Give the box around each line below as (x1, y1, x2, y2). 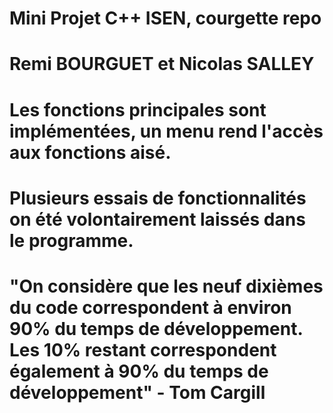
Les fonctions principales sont (9, 98, 267, 121)
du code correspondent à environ (9, 296, 292, 319)
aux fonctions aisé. (9, 141, 172, 164)
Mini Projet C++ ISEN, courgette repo (9, 7, 322, 30)
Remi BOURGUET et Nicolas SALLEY (9, 53, 315, 76)
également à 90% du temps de (9, 360, 269, 382)
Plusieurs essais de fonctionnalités (9, 187, 307, 209)
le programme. (9, 229, 134, 252)
